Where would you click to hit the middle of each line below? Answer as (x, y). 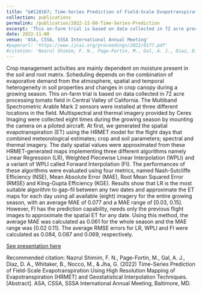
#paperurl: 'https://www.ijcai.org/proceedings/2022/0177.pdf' (87, 46)
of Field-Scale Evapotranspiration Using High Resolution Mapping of (91, 270)
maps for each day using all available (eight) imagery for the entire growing (99, 196)
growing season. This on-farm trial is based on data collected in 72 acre (95, 93)
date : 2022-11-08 (28, 34)
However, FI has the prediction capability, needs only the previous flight (95, 209)
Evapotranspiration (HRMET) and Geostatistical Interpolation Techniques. (97, 277)
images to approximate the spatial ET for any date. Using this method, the (97, 215)
